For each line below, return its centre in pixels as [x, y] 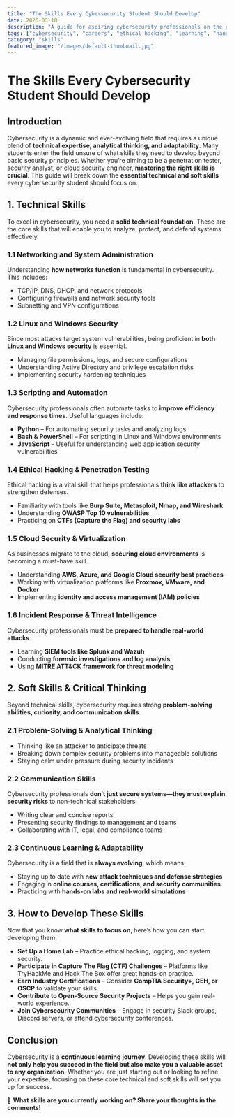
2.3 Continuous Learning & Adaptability [76, 848]
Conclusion [33, 1040]
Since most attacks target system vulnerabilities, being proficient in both [111, 339]
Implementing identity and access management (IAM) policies [109, 597]
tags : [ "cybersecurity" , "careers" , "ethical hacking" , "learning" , [109, 33]
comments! [24, 1107]
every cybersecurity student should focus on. [72, 183]
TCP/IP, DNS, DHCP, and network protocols [80, 291]
